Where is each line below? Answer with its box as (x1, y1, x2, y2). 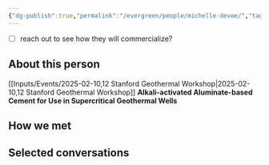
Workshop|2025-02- (181, 78, 251, 88)
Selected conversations (8, 146, 130, 160)
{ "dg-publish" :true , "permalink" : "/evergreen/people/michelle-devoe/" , (8, 11, 249, 20)
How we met (8, 119, 72, 132)
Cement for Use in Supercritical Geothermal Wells (8, 95, 178, 105)
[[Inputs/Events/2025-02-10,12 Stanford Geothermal (8, 78, 180, 88)
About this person (8, 58, 100, 71)
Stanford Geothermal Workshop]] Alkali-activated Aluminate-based (26, 87, 254, 97)
